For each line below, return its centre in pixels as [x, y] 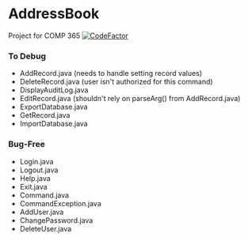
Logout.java [39, 170]
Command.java [44, 195]
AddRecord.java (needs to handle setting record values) [111, 73]
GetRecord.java [45, 115]
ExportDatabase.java [54, 107]
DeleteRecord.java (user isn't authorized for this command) [116, 82]
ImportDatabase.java [54, 124]
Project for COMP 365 [44, 36]
